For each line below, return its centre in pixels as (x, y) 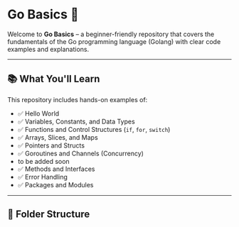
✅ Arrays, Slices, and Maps (58, 137)
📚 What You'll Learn (54, 79)
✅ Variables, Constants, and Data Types (76, 121)
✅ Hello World (38, 113)
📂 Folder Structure (49, 215)
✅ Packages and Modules (55, 184)
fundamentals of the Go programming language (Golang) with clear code (114, 41)
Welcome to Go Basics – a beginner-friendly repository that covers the (111, 34)
